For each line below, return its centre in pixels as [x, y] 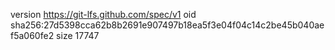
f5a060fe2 [32, 35]
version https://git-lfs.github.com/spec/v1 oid [103, 14]
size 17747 [78, 35]
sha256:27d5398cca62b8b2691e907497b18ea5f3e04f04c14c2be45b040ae [167, 25]
